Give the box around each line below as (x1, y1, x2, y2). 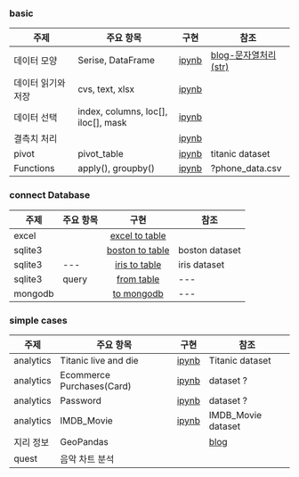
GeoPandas (60, 435, 109, 448)
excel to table (109, 229, 166, 242)
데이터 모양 (13, 54, 58, 67)
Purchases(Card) (60, 380, 132, 392)
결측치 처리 (13, 133, 58, 145)
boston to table (106, 243, 170, 256)
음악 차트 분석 (60, 453, 115, 465)
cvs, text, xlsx (77, 83, 135, 95)
